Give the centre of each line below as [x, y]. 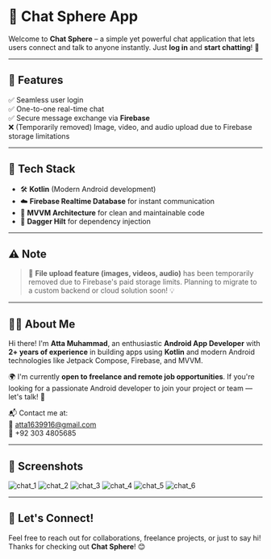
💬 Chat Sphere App [73, 17]
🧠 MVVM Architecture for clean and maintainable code [112, 212]
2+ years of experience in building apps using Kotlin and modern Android [132, 352]
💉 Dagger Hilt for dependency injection [85, 221]
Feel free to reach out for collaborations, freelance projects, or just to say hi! [135, 538]
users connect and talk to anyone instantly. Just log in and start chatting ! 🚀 [134, 47]
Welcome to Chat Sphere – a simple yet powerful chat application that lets [132, 39]
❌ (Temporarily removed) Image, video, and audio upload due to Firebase [130, 127]
